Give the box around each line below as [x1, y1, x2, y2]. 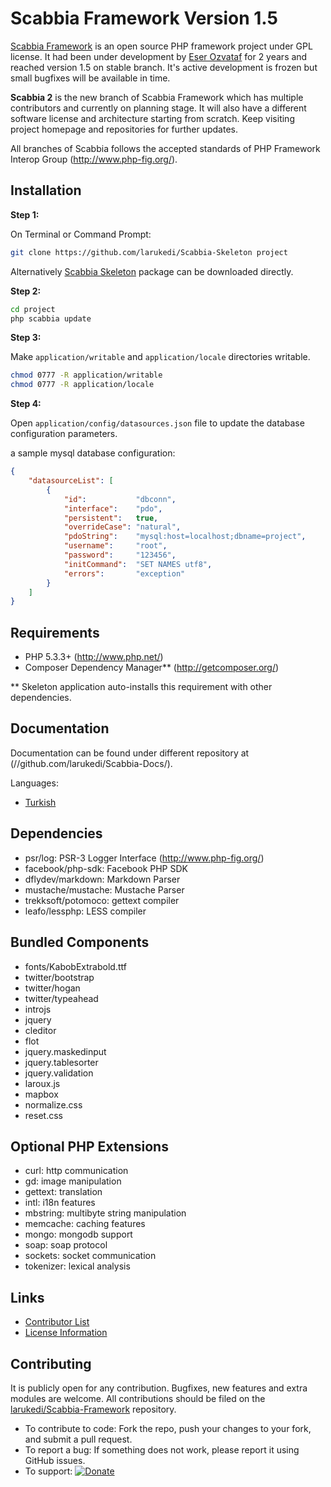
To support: [24, 1465, 73, 1477]
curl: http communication [24, 1165, 129, 1177]
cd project [10, 304, 56, 314]
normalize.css [24, 1098, 83, 1111]
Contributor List [24, 1316, 90, 1328]
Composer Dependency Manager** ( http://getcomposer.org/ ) [24, 662, 280, 674]
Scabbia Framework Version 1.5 [10, 7, 278, 30]
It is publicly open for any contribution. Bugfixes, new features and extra [10, 1382, 308, 1394]
